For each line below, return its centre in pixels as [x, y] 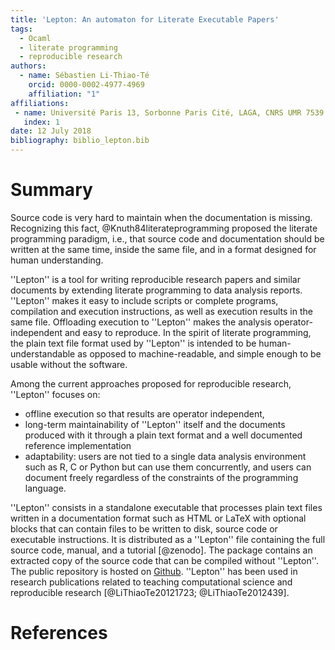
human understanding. [57, 260]
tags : [21, 29]
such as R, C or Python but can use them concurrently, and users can [168, 467]
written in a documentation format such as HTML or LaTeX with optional [158, 518]
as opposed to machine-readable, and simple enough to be [199, 353]
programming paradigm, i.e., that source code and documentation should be [167, 238]
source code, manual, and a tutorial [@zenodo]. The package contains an [161, 550]
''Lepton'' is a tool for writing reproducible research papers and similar [155, 279]
